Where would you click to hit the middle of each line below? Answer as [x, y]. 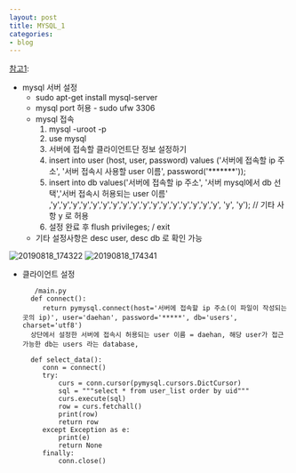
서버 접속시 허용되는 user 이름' [115, 194]
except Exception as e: [86, 430]
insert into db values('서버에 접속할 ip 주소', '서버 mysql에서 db [160, 182]
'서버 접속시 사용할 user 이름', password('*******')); [154, 172]
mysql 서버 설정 [50, 88]
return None [80, 445]
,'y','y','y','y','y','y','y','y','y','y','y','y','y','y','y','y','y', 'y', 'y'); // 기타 [162, 204]
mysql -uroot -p [77, 129]
